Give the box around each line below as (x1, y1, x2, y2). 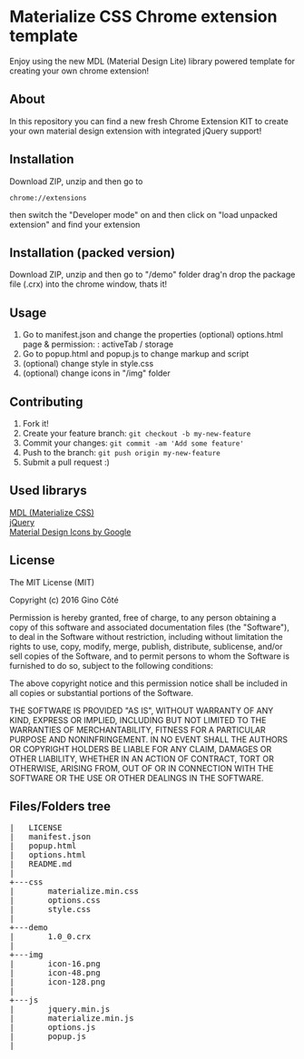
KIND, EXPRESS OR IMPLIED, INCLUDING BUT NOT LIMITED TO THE (9, 714, 267, 725)
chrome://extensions (9, 193, 88, 202)
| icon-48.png (9, 968, 102, 978)
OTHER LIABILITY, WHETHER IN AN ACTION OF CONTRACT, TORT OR (9, 753, 274, 764)
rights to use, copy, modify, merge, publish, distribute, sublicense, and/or (9, 641, 283, 652)
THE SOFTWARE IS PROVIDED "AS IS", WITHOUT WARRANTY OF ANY (9, 705, 274, 716)
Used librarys (9, 483, 88, 498)
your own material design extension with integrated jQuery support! (9, 125, 262, 136)
